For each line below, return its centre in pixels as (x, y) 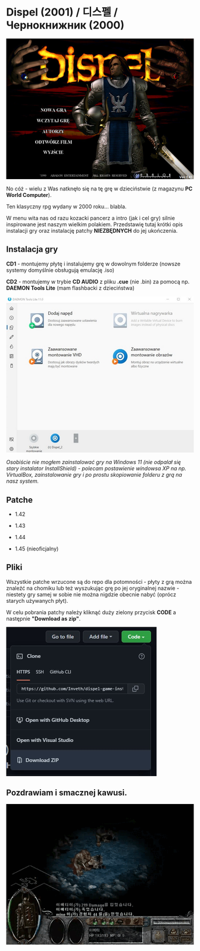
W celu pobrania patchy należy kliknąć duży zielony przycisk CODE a (91, 612)
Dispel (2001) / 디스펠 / (62, 12)
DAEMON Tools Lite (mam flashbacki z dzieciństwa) (71, 288)
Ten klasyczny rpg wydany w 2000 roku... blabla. (66, 207)
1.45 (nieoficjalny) (37, 549)
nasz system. (23, 481)
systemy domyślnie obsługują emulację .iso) (60, 270)
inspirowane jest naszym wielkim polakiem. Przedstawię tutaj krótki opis (95, 224)
